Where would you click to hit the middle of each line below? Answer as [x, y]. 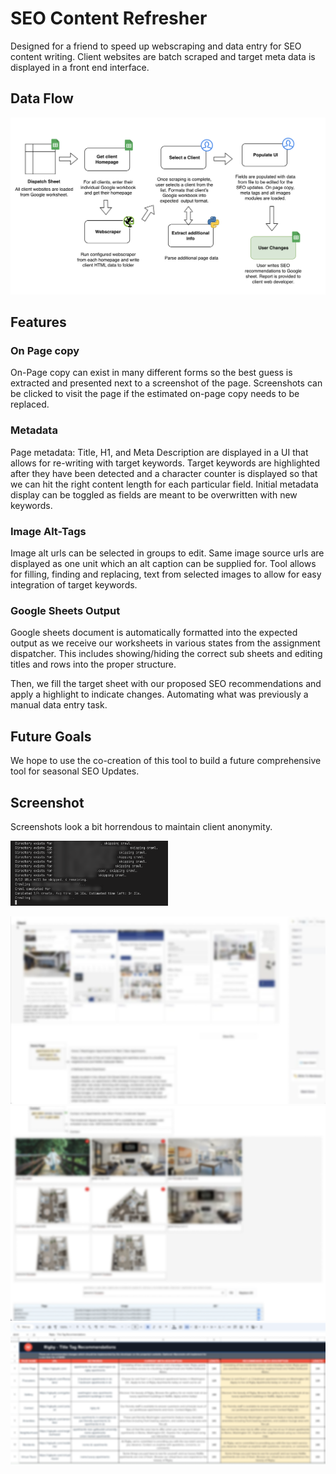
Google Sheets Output [65, 610]
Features [38, 322]
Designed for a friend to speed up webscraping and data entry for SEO [156, 46]
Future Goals [51, 736]
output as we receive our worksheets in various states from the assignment [165, 643]
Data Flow [42, 98]
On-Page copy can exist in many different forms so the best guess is [151, 373]
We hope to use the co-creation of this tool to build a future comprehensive [166, 761]
